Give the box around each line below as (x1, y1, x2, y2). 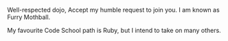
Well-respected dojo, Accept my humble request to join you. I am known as (7, 6, 220, 14)
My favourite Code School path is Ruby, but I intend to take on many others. (7, 27, 221, 34)
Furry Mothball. (7, 13, 51, 21)
